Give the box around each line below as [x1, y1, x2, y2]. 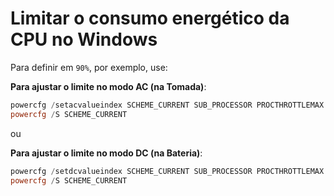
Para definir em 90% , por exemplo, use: [10, 61, 168, 73]
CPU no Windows [10, 28, 158, 51]
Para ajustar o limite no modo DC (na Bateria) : [10, 147, 203, 159]
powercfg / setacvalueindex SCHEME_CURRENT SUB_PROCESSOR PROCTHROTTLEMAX [10, 100, 325, 110]
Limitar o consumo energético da [10, 7, 290, 30]
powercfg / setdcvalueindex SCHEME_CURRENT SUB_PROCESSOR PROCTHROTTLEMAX [10, 166, 325, 176]
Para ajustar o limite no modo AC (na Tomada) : [10, 80, 207, 92]
